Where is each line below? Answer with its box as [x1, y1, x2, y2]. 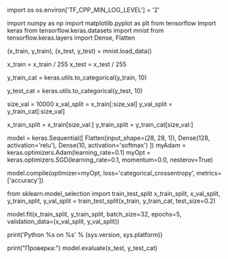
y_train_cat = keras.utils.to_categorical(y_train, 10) [7, 73, 147, 82]
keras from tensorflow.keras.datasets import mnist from [7, 27, 164, 34]
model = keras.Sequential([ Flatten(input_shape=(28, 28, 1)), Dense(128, [7, 134, 210, 142]
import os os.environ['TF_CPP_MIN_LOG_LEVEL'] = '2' [7, 6, 160, 14]
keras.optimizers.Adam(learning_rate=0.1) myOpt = [7, 149, 151, 156]
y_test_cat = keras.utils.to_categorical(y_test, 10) [7, 87, 143, 95]
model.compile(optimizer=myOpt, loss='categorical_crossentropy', [7, 169, 195, 177]
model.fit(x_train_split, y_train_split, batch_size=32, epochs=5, [7, 210, 181, 218]
